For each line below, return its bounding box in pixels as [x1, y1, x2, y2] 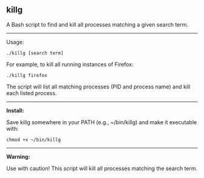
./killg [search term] [6, 50, 64, 56]
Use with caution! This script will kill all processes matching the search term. [6, 165, 198, 172]
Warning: [6, 153, 30, 160]
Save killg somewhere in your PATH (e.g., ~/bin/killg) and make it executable [6, 118, 197, 126]
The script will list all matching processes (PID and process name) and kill [6, 83, 191, 90]
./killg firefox [6, 72, 47, 78]
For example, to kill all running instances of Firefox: [6, 61, 134, 68]
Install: [6, 107, 24, 114]
